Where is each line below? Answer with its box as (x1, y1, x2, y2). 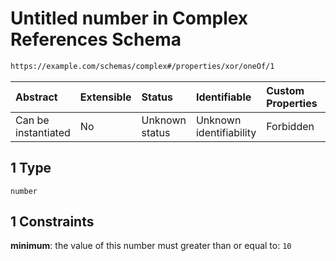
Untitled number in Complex (10, 7, 249, 30)
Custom (266, 83, 305, 97)
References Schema (10, 28, 182, 51)
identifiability (195, 125, 257, 139)
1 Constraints (10, 213, 95, 231)
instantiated (15, 125, 71, 139)
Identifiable (195, 90, 252, 104)
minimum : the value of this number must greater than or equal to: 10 (10, 240, 292, 252)
